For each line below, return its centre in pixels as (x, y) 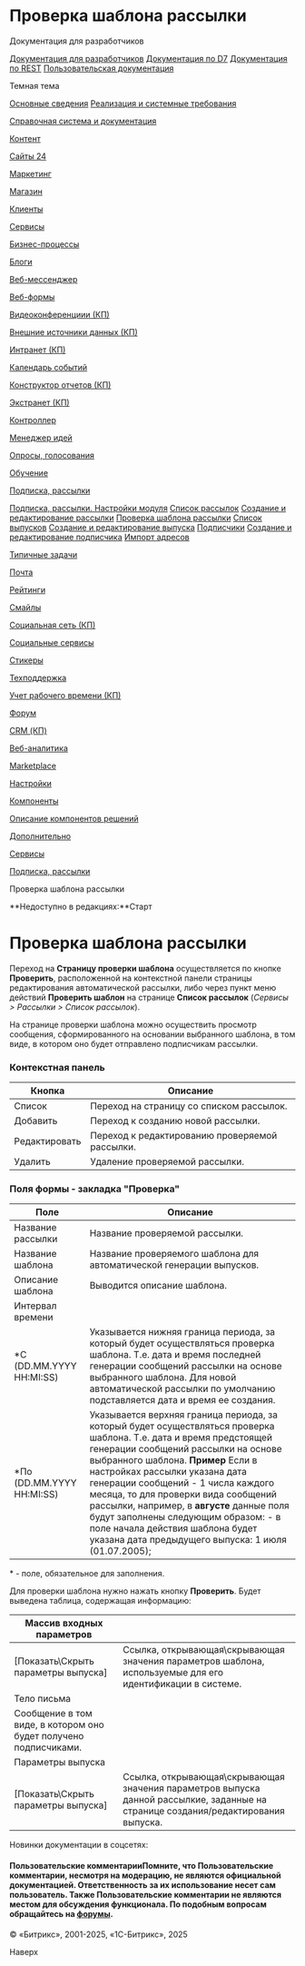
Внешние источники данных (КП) (74, 331)
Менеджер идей (41, 438)
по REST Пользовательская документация (92, 68)
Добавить (36, 1121)
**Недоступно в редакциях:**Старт (81, 906)
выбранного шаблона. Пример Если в (173, 1460)
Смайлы (25, 607)
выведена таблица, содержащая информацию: (100, 1601)
